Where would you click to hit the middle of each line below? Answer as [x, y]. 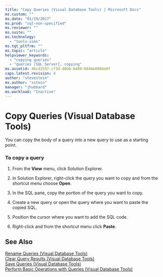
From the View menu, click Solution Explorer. [58, 168]
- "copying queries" [30, 60]
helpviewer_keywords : [27, 55]
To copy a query [25, 158]
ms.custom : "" [20, 14]
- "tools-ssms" [25, 42]
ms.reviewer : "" [22, 28]
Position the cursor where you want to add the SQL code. [70, 217]
